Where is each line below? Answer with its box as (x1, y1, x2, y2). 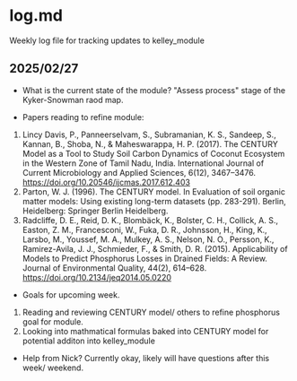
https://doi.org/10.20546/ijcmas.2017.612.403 (22, 177, 191, 187)
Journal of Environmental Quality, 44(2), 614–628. (22, 262, 207, 273)
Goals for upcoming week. (22, 289, 120, 300)
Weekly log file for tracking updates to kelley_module (9, 35, 205, 46)
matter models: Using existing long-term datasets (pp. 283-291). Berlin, (22, 195, 287, 206)
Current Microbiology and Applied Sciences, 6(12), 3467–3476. (22, 167, 257, 178)
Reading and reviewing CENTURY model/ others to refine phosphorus (22, 307, 281, 317)
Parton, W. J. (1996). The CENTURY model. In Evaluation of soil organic (22, 186, 285, 197)
